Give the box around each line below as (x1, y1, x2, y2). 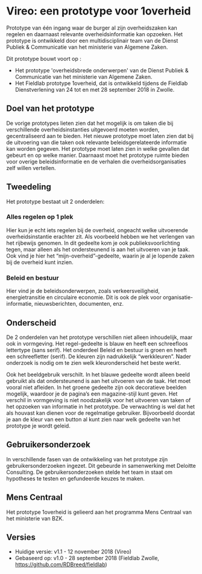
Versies (6, 532, 36, 542)
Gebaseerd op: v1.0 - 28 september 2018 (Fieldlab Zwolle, (14, 555, 160, 562)
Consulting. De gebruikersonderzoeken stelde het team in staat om (6, 468, 173, 476)
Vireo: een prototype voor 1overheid (6, 4, 191, 18)
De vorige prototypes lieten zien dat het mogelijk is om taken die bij (6, 119, 174, 127)
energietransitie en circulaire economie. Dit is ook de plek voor (6, 294, 162, 301)
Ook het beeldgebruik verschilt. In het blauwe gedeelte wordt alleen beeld (6, 371, 190, 378)
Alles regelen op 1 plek (6, 213, 74, 221)
